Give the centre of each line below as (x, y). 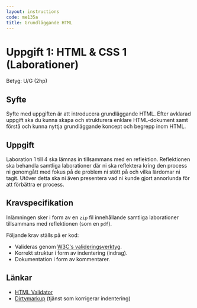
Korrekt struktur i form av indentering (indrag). (71, 253)
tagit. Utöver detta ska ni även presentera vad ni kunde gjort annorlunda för (98, 178)
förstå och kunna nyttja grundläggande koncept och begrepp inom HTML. (96, 126)
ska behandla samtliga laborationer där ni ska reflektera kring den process (97, 165)
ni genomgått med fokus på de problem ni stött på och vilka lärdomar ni (93, 172)
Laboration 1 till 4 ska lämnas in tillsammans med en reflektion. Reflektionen (98, 159)
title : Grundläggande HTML (39, 23)
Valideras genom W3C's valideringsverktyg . (68, 246)
